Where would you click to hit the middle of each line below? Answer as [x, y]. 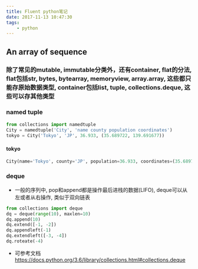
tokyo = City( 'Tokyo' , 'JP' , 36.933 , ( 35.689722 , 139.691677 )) [85, 135]
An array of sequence [47, 52]
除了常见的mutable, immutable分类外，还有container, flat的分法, [99, 69]
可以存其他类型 [33, 96]
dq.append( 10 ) [24, 219]
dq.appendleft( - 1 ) [29, 230]
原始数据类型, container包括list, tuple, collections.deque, [100, 87]
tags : [13, 22]
